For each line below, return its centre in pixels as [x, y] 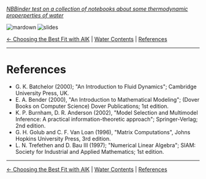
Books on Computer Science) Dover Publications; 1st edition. [92, 106]
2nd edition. [30, 126]
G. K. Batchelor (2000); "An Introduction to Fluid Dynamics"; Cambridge [106, 86]
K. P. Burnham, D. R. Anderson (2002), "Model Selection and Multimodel [106, 112]
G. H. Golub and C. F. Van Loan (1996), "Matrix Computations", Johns [103, 132]
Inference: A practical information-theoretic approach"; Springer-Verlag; [106, 119]
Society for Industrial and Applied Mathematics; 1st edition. [90, 151]
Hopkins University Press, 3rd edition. [63, 139]
